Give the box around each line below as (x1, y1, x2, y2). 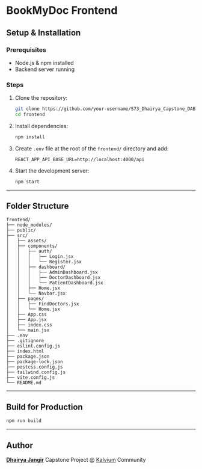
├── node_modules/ (6, 222, 52, 228)
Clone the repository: (14, 94, 68, 102)
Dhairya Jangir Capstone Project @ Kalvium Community (6, 456, 146, 463)
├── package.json (6, 354, 50, 360)
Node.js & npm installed (14, 59, 74, 66)
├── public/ (6, 227, 36, 233)
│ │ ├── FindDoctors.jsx (6, 301, 79, 307)
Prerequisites (6, 46, 46, 54)
